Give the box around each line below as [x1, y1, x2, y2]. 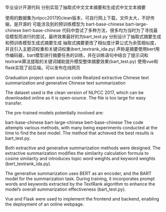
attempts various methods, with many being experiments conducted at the [5, 125, 158, 130]
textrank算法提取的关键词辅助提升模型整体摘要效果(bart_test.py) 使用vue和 [5, 59, 159, 64]
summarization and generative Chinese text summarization [5, 80, 126, 86]
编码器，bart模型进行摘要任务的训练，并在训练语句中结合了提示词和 [9, 52, 149, 58]
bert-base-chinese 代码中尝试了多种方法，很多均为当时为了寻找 [22, 27, 154, 33]
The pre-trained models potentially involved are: [5, 110, 104, 115]
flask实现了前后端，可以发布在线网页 [5, 65, 81, 71]
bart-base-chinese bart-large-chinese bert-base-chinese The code [5, 119, 144, 125]
